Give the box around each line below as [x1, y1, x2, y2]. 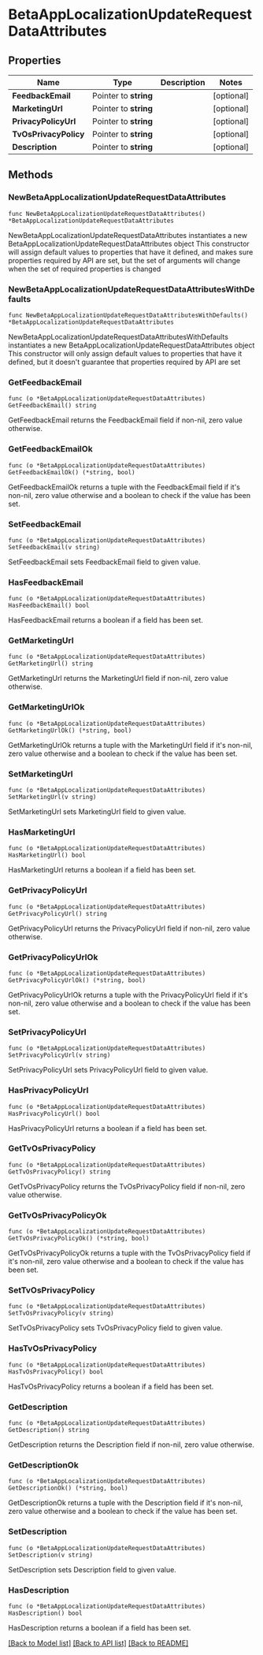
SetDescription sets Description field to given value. [8, 1564, 177, 1574]
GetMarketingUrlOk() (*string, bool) [8, 727, 132, 735]
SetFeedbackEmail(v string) [8, 543, 101, 551]
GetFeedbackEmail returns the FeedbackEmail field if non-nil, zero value [8, 415, 243, 425]
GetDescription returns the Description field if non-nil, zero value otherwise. [8, 1440, 254, 1449]
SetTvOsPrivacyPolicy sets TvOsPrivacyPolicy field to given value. [8, 1323, 223, 1333]
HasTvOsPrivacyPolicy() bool [8, 1367, 104, 1376]
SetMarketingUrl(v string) [8, 794, 97, 801]
